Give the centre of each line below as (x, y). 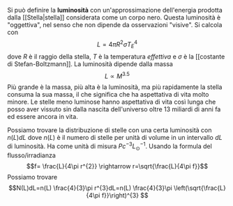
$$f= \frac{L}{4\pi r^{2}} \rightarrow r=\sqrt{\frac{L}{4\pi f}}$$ (117, 166)
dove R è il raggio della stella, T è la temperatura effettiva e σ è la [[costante (116, 57)
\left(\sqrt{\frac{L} (200, 188)
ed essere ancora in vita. (43, 117)
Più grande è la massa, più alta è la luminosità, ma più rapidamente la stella (115, 87)
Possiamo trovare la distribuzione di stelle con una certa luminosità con (110, 130)
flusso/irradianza (31, 155)
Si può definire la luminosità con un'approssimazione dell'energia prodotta (115, 10)
